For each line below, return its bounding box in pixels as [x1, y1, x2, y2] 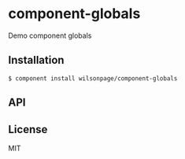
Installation [8, 54, 65, 67]
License [8, 123, 48, 136]
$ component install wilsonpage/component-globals [8, 74, 178, 83]
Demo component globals [8, 31, 92, 40]
